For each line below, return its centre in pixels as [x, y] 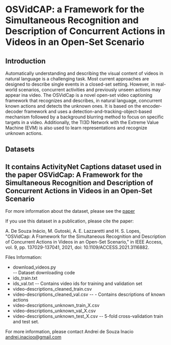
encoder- [152, 106]
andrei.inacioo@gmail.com [33, 337]
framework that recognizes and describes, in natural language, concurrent [84, 100]
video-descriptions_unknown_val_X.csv [54, 311]
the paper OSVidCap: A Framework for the [74, 175]
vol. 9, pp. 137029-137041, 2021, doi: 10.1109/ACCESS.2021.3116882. [77, 248]
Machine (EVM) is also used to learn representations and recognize [76, 128]
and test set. [26, 322]
